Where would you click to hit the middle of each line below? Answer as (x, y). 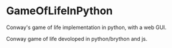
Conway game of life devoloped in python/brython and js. (77, 39)
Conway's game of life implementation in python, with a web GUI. (86, 27)
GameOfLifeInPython (60, 11)
